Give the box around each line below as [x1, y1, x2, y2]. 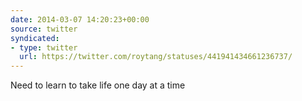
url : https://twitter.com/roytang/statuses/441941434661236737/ [19, 52, 293, 62]
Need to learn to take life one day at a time [10, 79, 186, 91]
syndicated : [10, 33, 60, 43]
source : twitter [10, 24, 78, 34]
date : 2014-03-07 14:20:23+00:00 [10, 14, 150, 25]
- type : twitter [10, 42, 78, 53]
